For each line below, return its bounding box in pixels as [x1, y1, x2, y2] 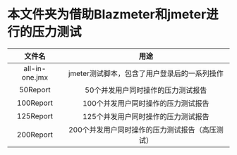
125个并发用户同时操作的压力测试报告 [82, 111, 209, 121]
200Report [16, 130, 53, 139]
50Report [18, 85, 51, 94]
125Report [16, 111, 53, 120]
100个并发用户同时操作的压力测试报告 [82, 98, 209, 108]
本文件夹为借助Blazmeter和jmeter [7, 6, 207, 23]
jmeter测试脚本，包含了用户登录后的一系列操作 [68, 68, 224, 78]
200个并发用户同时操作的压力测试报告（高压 [68, 125, 217, 135]
